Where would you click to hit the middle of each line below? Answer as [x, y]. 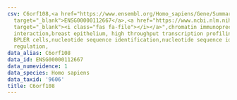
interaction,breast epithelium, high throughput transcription [108, 33]
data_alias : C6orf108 [39, 54]
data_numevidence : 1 [38, 66]
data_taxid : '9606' [36, 79]
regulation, [31, 46]
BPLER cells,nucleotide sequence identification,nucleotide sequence [118, 40]
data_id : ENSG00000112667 [45, 60]
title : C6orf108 [31, 86]
